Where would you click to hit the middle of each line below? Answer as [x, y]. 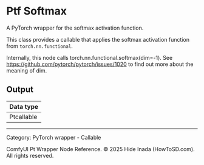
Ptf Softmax [37, 11]
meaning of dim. [27, 70]
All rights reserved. [30, 155]
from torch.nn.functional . [39, 46]
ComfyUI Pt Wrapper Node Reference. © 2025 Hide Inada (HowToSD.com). [101, 149]
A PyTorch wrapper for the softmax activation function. [75, 28]
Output [20, 90]
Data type [24, 106]
